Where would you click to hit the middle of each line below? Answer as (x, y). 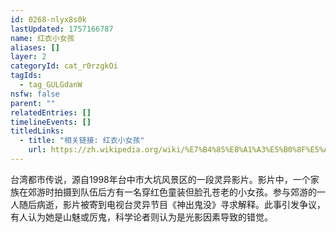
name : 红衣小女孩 (42, 38)
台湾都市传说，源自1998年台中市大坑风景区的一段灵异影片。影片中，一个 (160, 179)
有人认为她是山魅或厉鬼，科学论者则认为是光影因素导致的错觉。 (141, 217)
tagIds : (26, 76)
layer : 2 (28, 57)
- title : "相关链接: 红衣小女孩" (82, 141)
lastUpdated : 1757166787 (62, 29)
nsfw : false (35, 94)
